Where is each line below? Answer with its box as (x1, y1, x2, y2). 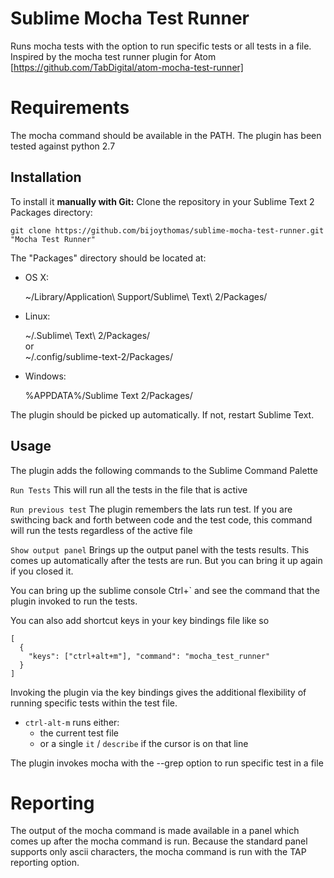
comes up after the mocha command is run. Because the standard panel (10, 835, 308, 847)
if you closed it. (10, 565, 74, 577)
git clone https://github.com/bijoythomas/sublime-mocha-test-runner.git (10, 225, 325, 236)
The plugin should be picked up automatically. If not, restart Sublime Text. (10, 408, 315, 421)
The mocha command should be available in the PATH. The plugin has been (10, 129, 322, 141)
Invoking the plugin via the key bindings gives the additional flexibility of (10, 686, 307, 698)
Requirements (10, 97, 130, 119)
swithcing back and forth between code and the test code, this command (10, 513, 313, 526)
